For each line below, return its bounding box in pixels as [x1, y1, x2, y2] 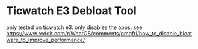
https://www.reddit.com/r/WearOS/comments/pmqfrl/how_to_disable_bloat [6, 30, 193, 37]
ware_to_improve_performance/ [6, 36, 85, 43]
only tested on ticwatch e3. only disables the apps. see [6, 24, 143, 31]
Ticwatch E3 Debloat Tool [6, 4, 137, 18]
